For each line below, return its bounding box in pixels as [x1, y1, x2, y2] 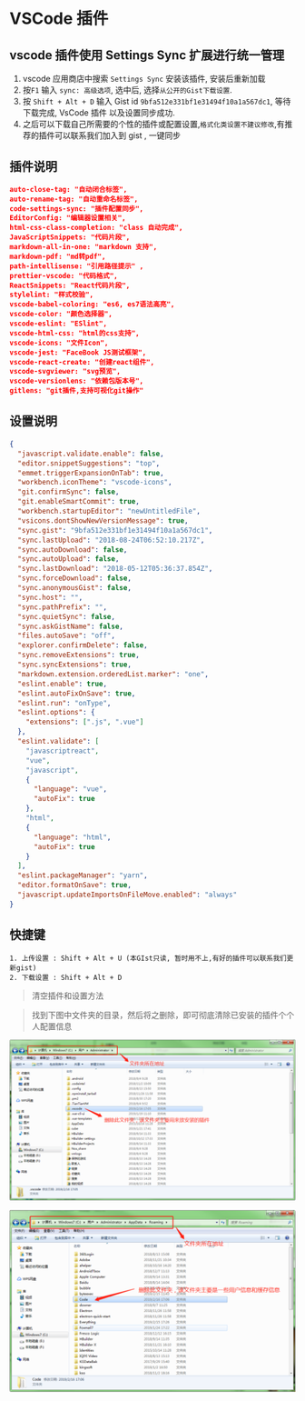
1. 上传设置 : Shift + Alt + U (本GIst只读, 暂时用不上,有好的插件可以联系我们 [9, 954, 288, 963]
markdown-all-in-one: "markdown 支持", [9, 243, 158, 252]
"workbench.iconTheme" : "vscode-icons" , [17, 478, 172, 487]
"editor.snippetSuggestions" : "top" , [17, 458, 161, 468]
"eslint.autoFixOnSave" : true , [17, 688, 136, 698]
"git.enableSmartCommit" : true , [17, 497, 141, 506]
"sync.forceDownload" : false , [17, 574, 132, 583]
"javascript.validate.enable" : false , [17, 449, 165, 458]
